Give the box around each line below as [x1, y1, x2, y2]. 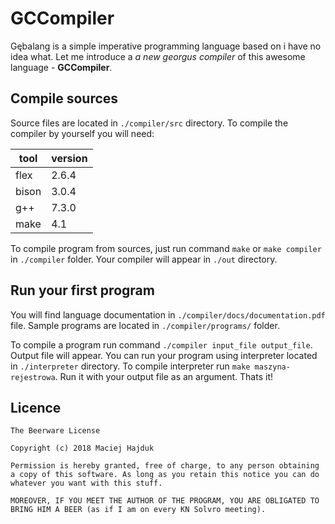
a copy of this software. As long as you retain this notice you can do [10, 470, 320, 480]
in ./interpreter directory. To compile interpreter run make [10, 360, 251, 372]
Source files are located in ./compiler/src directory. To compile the [10, 117, 289, 129]
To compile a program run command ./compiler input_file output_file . [10, 338, 313, 351]
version [51, 151, 88, 165]
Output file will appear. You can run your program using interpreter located [10, 349, 318, 361]
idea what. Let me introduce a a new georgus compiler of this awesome [10, 50, 306, 62]
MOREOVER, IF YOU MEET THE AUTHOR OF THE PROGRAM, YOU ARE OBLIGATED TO [10, 496, 320, 506]
